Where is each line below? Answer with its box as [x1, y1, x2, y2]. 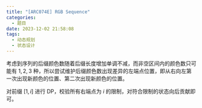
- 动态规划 [11, 37, 36, 43]
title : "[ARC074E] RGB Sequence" [6, 8, 90, 15]
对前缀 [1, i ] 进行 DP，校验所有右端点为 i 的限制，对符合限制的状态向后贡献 [6, 87, 191, 95]
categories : [6, 14, 36, 21]
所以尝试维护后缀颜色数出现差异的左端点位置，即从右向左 [43, 67, 187, 74]
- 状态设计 [11, 43, 36, 49]
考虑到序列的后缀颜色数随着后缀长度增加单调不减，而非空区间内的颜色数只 [6, 60, 191, 67]
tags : [6, 31, 20, 37]
